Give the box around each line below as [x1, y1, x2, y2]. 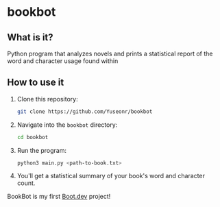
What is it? [7, 32, 53, 43]
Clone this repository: [16, 95, 78, 103]
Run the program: [16, 146, 67, 154]
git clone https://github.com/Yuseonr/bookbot [16, 108, 153, 115]
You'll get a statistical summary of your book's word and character [16, 172, 206, 180]
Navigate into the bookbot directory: [16, 121, 118, 129]
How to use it [7, 77, 64, 88]
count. [16, 179, 36, 187]
